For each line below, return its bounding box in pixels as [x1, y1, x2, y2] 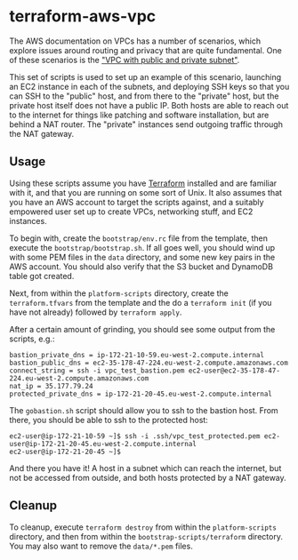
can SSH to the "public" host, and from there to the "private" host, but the [9, 91, 279, 101]
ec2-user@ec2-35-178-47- [188, 366, 280, 375]
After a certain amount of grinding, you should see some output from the [9, 324, 276, 334]
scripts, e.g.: [9, 333, 55, 344]
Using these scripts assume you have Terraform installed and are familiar [9, 178, 278, 188]
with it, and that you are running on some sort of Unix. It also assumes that [9, 187, 283, 197]
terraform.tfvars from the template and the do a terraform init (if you [9, 297, 272, 308]
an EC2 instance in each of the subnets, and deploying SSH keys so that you [9, 81, 290, 92]
